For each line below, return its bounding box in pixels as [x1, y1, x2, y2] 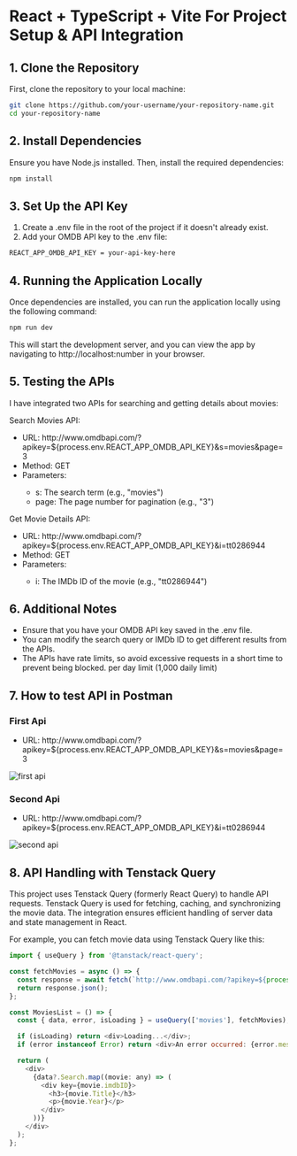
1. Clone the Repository [9, 60, 140, 75]
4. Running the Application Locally [9, 273, 203, 289]
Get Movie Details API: [9, 513, 91, 524]
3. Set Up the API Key [9, 198, 128, 213]
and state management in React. [9, 917, 127, 928]
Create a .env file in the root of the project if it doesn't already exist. [21, 222, 269, 233]
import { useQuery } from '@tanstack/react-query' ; [9, 952, 203, 960]
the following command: [9, 305, 97, 316]
